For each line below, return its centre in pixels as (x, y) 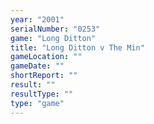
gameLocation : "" (46, 57)
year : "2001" (37, 19)
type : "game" (37, 103)
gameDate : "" (37, 66)
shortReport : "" (44, 76)
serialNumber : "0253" (55, 29)
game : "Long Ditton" (53, 38)
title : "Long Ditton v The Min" (77, 47)
